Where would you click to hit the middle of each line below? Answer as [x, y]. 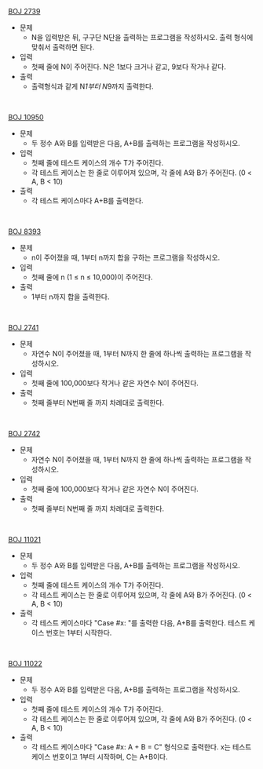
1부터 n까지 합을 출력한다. [70, 297]
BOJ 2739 [24, 11]
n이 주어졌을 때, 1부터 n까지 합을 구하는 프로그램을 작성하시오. [126, 257]
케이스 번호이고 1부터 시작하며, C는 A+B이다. [99, 757]
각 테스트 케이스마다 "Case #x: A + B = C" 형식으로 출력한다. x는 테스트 [141, 747]
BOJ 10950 [26, 117]
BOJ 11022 [26, 663]
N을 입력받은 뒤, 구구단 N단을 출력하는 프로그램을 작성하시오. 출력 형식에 [142, 37]
